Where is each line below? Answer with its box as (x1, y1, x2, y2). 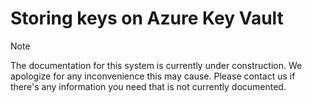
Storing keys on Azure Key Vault (10, 7, 284, 30)
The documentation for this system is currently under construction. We (10, 59, 303, 71)
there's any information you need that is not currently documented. (10, 80, 287, 92)
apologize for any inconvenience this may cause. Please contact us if (10, 70, 296, 82)
